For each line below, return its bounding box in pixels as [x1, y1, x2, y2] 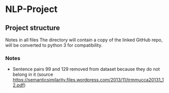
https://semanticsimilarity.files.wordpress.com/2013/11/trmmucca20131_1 [12, 77, 164, 83]
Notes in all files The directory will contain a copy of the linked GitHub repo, [5, 37, 163, 43]
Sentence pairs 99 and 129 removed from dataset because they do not [12, 66, 160, 72]
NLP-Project [5, 4, 58, 15]
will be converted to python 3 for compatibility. [5, 42, 103, 48]
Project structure [5, 24, 60, 32]
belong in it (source [12, 71, 53, 77]
